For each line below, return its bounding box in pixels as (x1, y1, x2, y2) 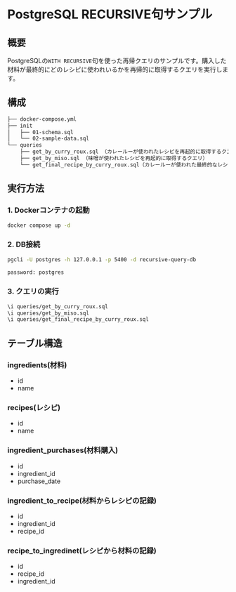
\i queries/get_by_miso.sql (7, 310, 90, 317)
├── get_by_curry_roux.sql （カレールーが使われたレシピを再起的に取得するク (20, 148, 227, 155)
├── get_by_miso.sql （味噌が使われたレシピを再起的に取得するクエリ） (20, 155, 209, 162)
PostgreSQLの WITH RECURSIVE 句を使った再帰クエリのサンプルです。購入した (7, 57, 227, 65)
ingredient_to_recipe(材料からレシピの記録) (7, 496, 157, 506)
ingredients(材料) (7, 360, 67, 369)
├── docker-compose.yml (7, 115, 77, 123)
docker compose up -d (7, 222, 71, 229)
